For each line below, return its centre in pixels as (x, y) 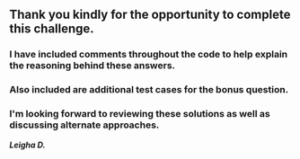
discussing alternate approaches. (84, 125)
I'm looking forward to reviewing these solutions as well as (140, 114)
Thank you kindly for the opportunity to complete (150, 15)
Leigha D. (27, 145)
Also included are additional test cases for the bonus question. (149, 90)
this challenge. (52, 29)
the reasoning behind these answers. (93, 66)
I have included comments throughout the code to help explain (149, 55)
